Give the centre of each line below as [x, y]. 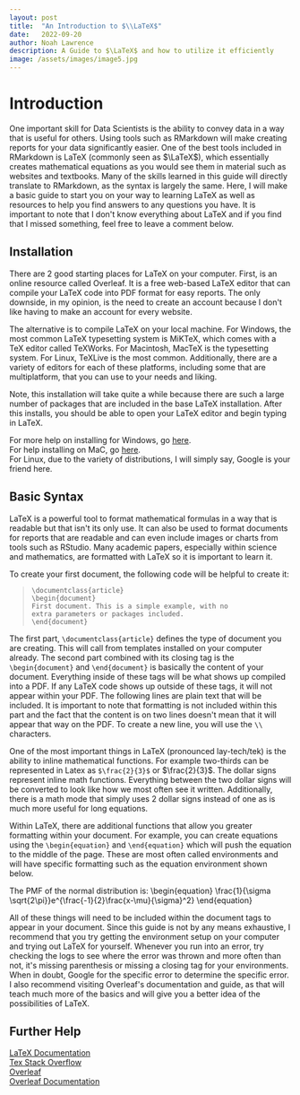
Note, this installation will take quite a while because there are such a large [147, 394]
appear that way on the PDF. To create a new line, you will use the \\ [136, 724]
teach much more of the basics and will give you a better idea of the [135, 994]
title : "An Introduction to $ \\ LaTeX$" [86, 26]
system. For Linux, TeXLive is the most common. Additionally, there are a [143, 357]
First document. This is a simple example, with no [129, 606]
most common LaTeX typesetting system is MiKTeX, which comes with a [143, 338]
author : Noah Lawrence [51, 43]
